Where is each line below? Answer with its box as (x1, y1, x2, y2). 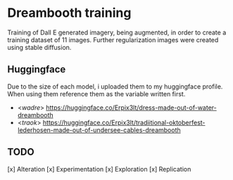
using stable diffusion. (7, 43, 72, 51)
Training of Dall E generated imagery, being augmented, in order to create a (7, 28, 227, 37)
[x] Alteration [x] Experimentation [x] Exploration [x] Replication (7, 165, 191, 173)
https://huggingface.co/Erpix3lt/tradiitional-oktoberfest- (42, 118, 206, 127)
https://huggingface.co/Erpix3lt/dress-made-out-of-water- (45, 103, 217, 112)
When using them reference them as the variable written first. (7, 89, 186, 98)
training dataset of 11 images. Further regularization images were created (7, 35, 219, 44)
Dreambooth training (7, 5, 132, 21)
